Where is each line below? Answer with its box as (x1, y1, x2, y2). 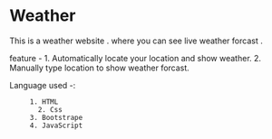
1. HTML (29, 97, 59, 107)
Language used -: (9, 79, 76, 90)
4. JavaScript (29, 121, 83, 130)
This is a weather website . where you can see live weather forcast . (9, 35, 263, 46)
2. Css (37, 105, 63, 114)
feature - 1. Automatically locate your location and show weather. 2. (9, 52, 261, 63)
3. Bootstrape (29, 113, 83, 122)
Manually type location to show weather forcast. (9, 62, 190, 73)
